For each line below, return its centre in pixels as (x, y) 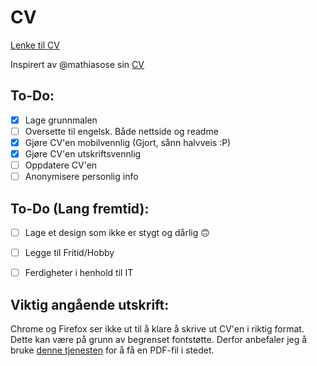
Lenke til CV (35, 45)
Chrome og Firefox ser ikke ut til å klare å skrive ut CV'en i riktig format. (157, 328)
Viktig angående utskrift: (90, 304)
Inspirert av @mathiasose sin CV (77, 64)
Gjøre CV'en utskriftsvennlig (83, 153)
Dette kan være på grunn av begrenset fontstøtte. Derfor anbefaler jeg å (159, 339)
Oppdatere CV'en (61, 165)
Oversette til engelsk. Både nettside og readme (121, 131)
